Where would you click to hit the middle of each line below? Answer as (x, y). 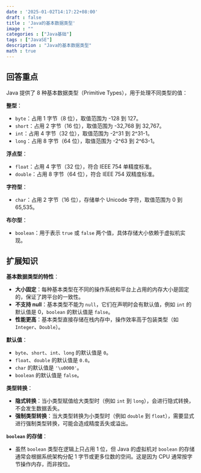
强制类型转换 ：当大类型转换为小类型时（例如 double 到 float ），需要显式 (104, 416)
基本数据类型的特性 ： (32, 277)
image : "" (20, 29)
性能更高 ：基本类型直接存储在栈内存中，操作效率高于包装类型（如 (97, 319)
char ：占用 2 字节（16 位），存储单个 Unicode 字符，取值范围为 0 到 (98, 199)
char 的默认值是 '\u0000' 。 (48, 368)
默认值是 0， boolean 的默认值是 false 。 (64, 312)
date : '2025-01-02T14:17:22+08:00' (52, 12)
